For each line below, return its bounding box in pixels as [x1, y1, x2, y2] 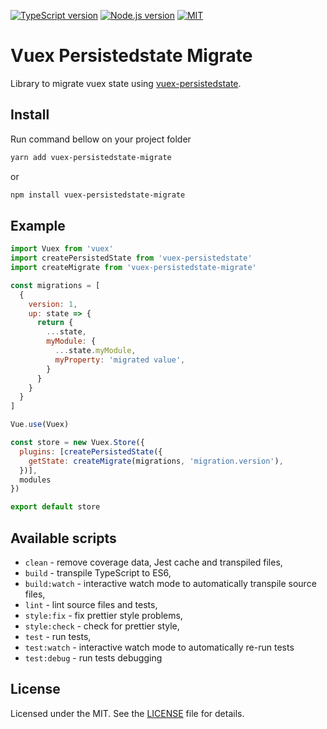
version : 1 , [28, 299, 78, 309]
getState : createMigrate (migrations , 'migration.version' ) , [28, 456, 284, 466]
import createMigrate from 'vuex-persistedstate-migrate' [10, 263, 257, 273]
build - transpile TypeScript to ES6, [24, 567, 172, 579]
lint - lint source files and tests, [24, 599, 158, 610]
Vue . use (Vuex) [10, 420, 70, 430]
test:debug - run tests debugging [24, 652, 163, 664]
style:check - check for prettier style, [24, 620, 180, 632]
